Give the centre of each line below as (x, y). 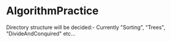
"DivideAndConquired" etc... (41, 33)
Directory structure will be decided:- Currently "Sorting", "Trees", (86, 27)
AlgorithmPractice (53, 11)
